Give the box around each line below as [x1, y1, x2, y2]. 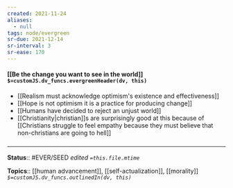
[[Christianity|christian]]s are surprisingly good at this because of [17, 114, 205, 122]
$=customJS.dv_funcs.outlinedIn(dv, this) [7, 174, 132, 181]
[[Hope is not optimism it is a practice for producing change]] [17, 99, 193, 108]
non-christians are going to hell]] [17, 129, 112, 137]
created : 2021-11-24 [7, 10, 67, 17]
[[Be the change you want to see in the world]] [7, 70, 144, 78]
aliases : [7, 17, 33, 24]
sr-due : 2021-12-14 [7, 36, 64, 43]
